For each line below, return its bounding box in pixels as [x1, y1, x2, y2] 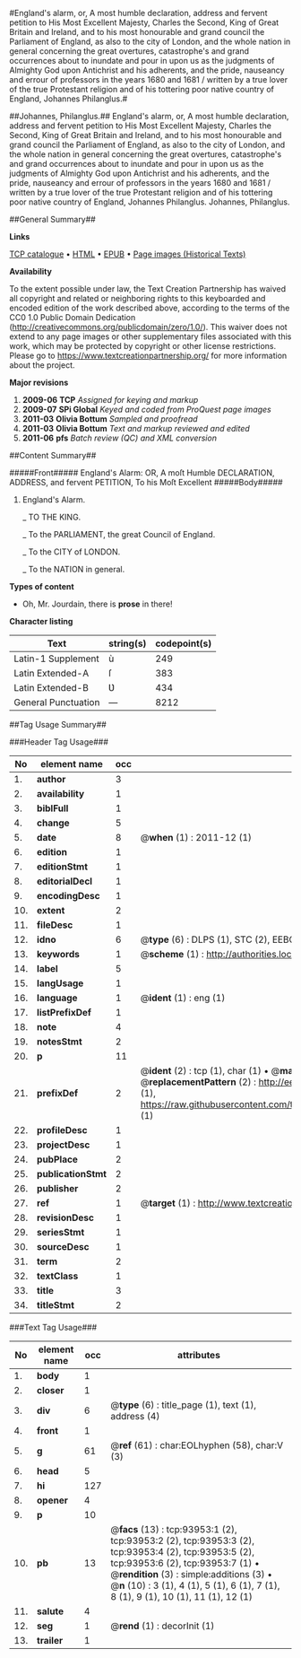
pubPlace [37, 1153, 79, 1165]
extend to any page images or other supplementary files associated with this [9, 331, 292, 342]
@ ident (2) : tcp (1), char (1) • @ [140, 1065, 280, 1077]
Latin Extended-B [13, 682, 90, 694]
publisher [37, 1182, 79, 1194]
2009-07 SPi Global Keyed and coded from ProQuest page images [21, 404, 271, 414]
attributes [177, 1349, 221, 1361]
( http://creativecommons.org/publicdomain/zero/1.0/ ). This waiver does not [9, 322, 288, 332]
